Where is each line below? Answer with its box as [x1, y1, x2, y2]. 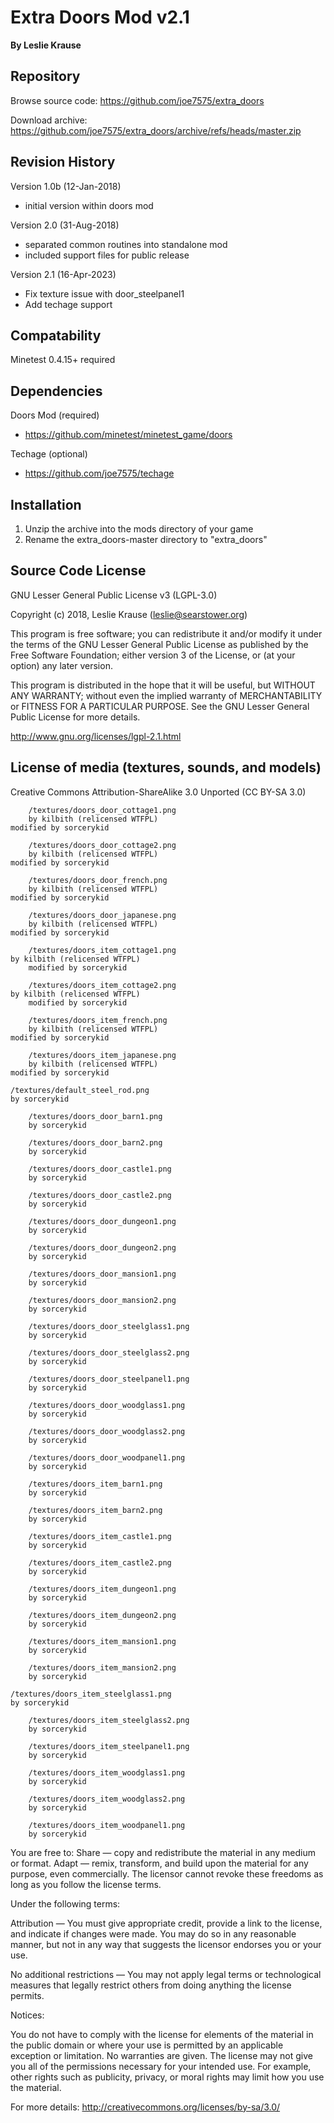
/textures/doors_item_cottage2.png [28, 980, 177, 990]
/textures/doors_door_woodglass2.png [28, 1426, 186, 1436]
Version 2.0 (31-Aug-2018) [10, 219, 120, 231]
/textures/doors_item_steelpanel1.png [28, 1741, 190, 1751]
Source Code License [10, 562, 147, 580]
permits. [10, 1989, 45, 2001]
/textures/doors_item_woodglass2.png [28, 1794, 186, 1804]
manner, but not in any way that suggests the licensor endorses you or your [10, 1938, 322, 1950]
